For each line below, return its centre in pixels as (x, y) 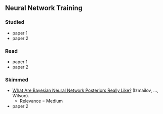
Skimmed (17, 79)
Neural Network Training (44, 8)
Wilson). (21, 96)
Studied (15, 22)
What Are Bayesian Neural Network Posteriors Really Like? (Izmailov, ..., (85, 90)
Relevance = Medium (41, 101)
